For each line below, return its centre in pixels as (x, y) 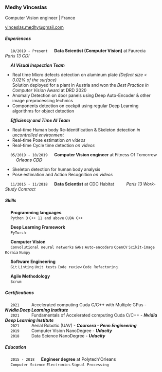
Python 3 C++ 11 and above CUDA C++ (46, 218)
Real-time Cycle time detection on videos (53, 146)
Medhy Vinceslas (26, 7)
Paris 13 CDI (17, 56)
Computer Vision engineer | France (40, 18)
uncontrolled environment (38, 135)
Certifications (19, 292)
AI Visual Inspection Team (37, 65)
